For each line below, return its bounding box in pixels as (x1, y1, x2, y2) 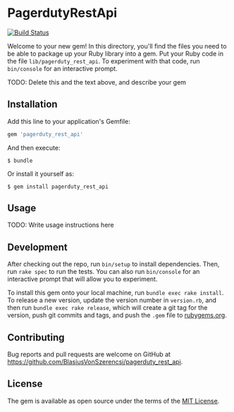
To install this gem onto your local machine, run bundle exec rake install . (7, 289, 224, 297)
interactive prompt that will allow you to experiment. (7, 275, 158, 283)
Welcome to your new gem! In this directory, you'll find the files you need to (7, 42, 227, 50)
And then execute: (7, 143, 61, 152)
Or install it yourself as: (7, 169, 74, 177)
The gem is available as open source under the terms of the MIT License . (7, 397, 220, 405)
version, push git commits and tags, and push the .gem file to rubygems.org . (7, 311, 228, 320)
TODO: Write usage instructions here (7, 220, 114, 230)
